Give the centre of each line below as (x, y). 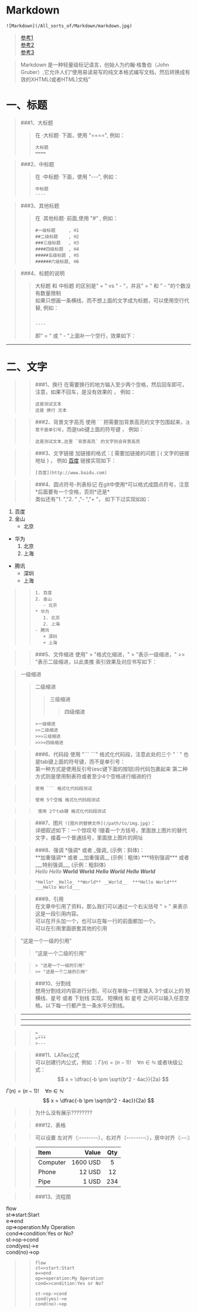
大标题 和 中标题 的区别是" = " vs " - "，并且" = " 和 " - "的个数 (110, 286)
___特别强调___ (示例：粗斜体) (71, 865)
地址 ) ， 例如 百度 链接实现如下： (76, 460)
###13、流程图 (53, 1197)
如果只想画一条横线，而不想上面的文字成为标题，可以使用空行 (110, 300)
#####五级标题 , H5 (57, 255)
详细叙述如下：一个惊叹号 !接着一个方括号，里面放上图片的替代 (111, 830)
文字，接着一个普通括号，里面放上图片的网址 (89, 837)
